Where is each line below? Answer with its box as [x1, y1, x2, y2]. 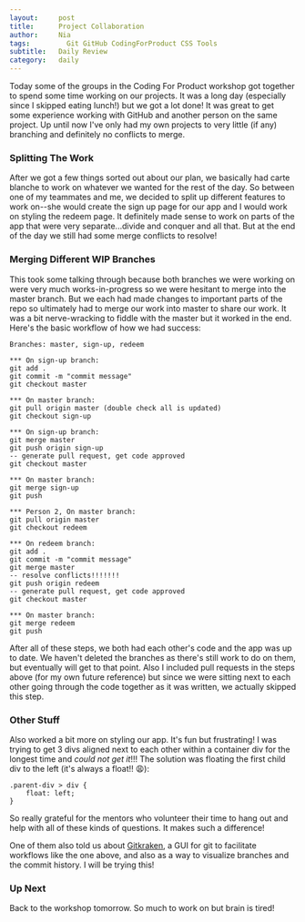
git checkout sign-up [9, 411, 92, 420]
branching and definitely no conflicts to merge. [9, 129, 185, 139]
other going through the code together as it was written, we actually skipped [9, 681, 297, 692]
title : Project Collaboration [9, 22, 145, 31]
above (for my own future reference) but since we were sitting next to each [9, 671, 291, 683]
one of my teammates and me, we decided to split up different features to [9, 192, 286, 203]
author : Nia [9, 30, 71, 39]
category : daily [9, 56, 79, 65]
